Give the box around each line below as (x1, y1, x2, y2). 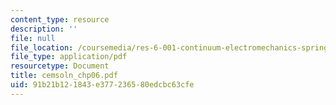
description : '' (10, 24, 78, 34)
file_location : (10, 42, 74, 53)
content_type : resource (10, 14, 110, 25)
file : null (10, 33, 56, 43)
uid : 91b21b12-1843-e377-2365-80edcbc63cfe (10, 80, 195, 90)
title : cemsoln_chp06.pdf (10, 71, 118, 81)
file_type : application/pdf (10, 52, 128, 62)
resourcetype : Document (10, 61, 110, 71)
